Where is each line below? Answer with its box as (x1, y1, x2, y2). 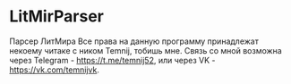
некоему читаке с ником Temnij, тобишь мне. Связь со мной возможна (9, 45, 282, 55)
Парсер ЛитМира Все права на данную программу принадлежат (9, 36, 260, 46)
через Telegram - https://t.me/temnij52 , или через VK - (9, 55, 216, 65)
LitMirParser (9, 6, 105, 27)
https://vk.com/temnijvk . (9, 64, 100, 75)
